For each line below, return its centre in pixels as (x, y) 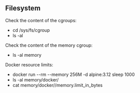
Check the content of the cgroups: (41, 20)
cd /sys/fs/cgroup (31, 30)
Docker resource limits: (29, 64)
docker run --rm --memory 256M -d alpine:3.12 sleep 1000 (74, 74)
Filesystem (23, 8)
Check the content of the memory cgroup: (49, 45)
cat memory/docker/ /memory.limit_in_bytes (58, 85)
